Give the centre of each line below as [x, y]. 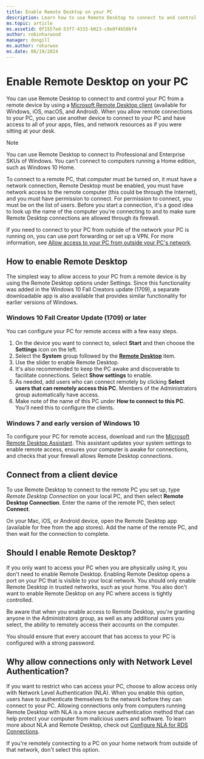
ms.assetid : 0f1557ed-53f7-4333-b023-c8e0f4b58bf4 [72, 29]
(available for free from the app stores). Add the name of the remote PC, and [102, 527]
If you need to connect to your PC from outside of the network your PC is [98, 229]
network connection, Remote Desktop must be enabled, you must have [95, 185]
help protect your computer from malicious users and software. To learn [96, 718]
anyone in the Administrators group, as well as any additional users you [95, 618]
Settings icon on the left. [46, 349]
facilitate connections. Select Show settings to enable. [84, 375]
